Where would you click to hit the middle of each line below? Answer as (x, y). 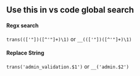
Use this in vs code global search (70, 10)
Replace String (25, 53)
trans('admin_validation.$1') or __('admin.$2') (68, 66)
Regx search (23, 25)
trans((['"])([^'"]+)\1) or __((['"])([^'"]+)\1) (69, 39)
